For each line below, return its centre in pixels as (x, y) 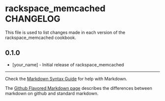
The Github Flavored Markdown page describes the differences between (79, 88)
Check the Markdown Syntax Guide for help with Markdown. (66, 79)
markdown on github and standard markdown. (52, 93)
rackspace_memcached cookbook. (41, 38)
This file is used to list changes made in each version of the (65, 32)
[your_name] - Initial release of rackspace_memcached (68, 64)
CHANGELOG (33, 19)
